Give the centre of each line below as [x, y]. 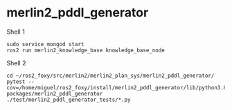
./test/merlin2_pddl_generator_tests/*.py [69, 100]
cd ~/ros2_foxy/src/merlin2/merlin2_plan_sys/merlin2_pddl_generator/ [110, 76]
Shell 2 [16, 63]
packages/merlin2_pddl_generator [55, 93]
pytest [16, 81]
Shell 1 [16, 32]
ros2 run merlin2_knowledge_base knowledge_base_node [86, 50]
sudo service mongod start [45, 44]
